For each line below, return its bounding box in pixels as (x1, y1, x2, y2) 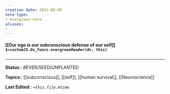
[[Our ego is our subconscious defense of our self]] (5, 41, 115, 48)
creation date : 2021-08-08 (5, 7, 62, 13)
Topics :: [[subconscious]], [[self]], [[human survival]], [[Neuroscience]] (5, 74, 155, 80)
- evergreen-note (5, 17, 42, 22)
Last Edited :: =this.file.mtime (5, 84, 70, 90)
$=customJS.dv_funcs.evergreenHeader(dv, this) (5, 47, 108, 52)
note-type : (5, 12, 28, 17)
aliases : (5, 21, 24, 27)
